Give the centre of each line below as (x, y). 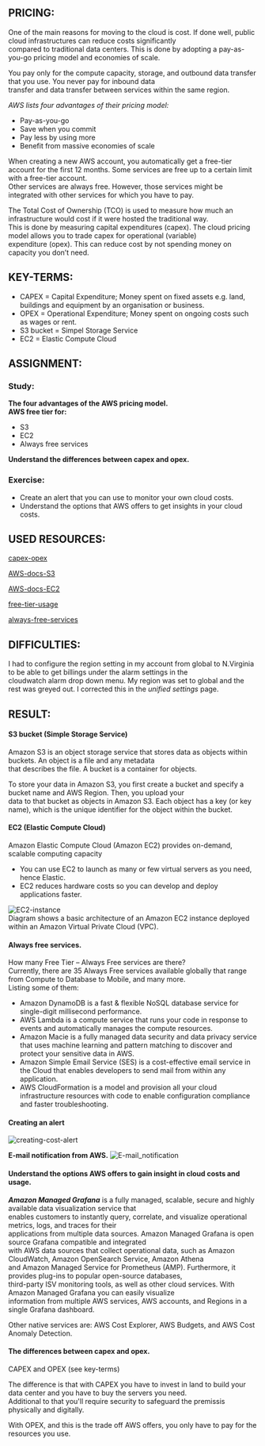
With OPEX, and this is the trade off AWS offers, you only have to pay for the (132, 1425)
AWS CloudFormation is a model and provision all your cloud (118, 1087)
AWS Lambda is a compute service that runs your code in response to (134, 1020)
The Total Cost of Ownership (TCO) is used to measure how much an (121, 210)
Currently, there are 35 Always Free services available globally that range (128, 971)
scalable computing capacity (55, 854)
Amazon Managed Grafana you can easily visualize (92, 1292)
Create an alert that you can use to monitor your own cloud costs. (127, 497)
